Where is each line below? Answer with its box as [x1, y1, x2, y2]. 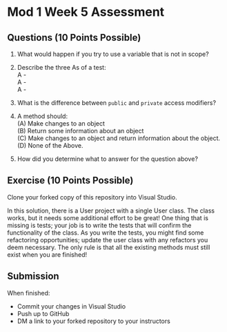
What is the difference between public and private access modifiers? [17, 99, 216, 107]
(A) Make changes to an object [17, 119, 106, 128]
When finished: [7, 289, 50, 297]
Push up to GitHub [17, 309, 70, 318]
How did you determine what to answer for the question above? [17, 155, 199, 163]
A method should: [17, 112, 68, 120]
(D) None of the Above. [17, 141, 83, 149]
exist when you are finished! [7, 250, 88, 259]
